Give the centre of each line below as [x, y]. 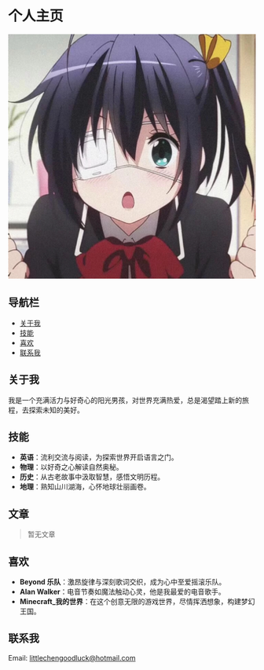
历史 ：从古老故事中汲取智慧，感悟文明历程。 [92, 477]
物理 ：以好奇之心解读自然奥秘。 [71, 467]
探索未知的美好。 [56, 410]
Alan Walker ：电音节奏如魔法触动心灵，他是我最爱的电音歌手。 [122, 592]
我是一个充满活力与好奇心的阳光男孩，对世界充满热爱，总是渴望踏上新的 [125, 400]
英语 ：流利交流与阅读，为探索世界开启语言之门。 [99, 457]
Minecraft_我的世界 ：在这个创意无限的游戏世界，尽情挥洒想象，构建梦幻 [137, 602]
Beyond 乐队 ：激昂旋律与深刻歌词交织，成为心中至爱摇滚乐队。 [123, 582]
